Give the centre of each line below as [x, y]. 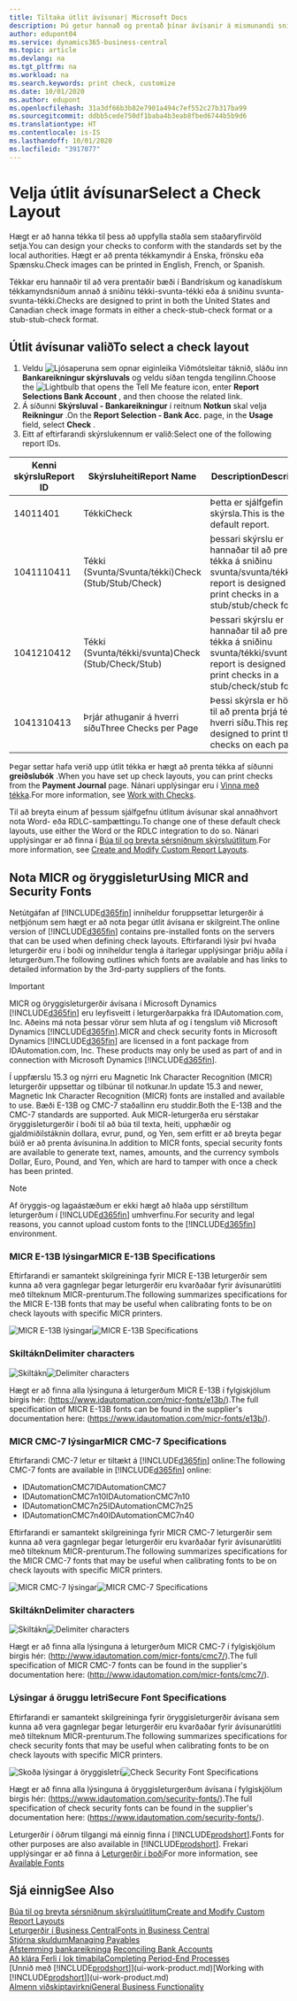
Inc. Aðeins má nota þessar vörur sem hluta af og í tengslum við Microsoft [144, 1023]
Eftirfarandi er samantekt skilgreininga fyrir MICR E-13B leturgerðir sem [138, 1276]
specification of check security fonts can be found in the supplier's [131, 1808]
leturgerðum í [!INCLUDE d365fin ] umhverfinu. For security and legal [132, 1215]
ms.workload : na [39, 75]
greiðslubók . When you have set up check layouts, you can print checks [141, 776]
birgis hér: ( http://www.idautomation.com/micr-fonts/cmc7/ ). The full [133, 1656]
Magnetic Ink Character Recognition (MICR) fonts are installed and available [147, 1096]
